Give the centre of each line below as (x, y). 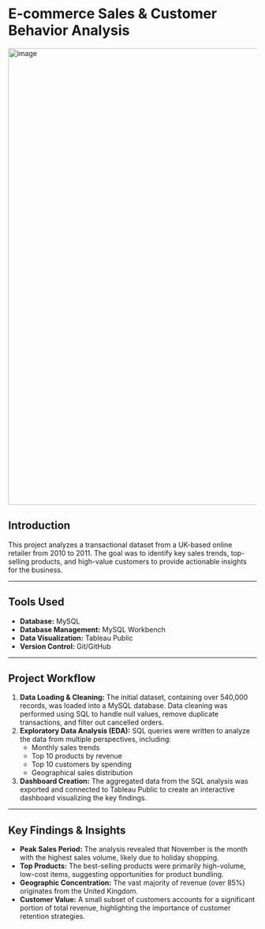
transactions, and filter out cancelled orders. (91, 722)
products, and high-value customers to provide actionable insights (139, 561)
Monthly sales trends (65, 747)
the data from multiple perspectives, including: (95, 740)
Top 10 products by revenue (77, 756)
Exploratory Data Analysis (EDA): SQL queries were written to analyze (135, 731)
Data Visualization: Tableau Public (76, 638)
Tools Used (36, 602)
